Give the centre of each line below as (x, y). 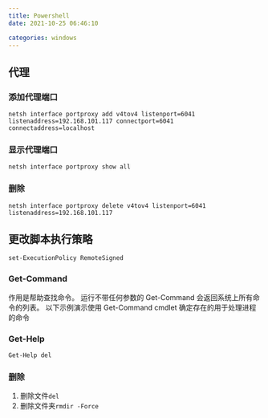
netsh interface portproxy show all (69, 167)
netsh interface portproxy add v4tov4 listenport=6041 (102, 114)
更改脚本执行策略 (51, 239)
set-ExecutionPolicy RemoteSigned (66, 258)
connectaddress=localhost (51, 128)
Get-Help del (30, 355)
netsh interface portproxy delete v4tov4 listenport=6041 (107, 205)
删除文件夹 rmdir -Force (59, 406)
